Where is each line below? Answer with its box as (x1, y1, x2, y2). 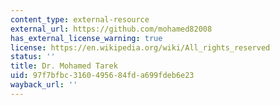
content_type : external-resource (10, 14, 150, 25)
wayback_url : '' (10, 80, 78, 90)
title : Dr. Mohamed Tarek (10, 61, 118, 71)
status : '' (10, 52, 56, 62)
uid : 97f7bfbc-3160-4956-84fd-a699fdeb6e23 (10, 71, 195, 81)
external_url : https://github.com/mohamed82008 (10, 24, 213, 34)
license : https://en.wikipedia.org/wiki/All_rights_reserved (10, 42, 271, 53)
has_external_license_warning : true (10, 33, 163, 43)
